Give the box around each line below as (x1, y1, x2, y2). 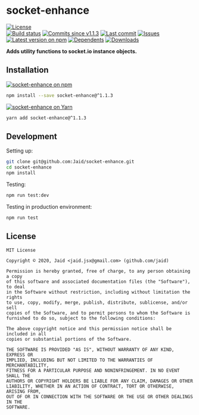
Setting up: (6, 147, 33, 154)
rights (6, 294, 23, 300)
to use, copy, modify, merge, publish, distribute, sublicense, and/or (6, 300, 188, 306)
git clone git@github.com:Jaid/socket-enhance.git (6, 159, 135, 165)
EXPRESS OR (6, 352, 33, 358)
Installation (6, 65, 49, 75)
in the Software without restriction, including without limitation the (6, 289, 191, 295)
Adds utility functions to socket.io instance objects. (6, 47, 137, 54)
